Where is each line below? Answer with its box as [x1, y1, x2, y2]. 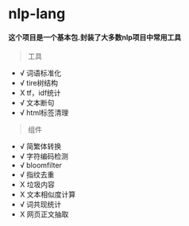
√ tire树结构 [19, 79, 58, 88]
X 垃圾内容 [19, 180, 56, 190]
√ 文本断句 [19, 98, 55, 108]
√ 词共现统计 [19, 200, 62, 209]
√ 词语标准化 [19, 68, 62, 78]
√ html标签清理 [19, 108, 69, 117]
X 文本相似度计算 [19, 190, 76, 199]
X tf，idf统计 [19, 88, 61, 98]
